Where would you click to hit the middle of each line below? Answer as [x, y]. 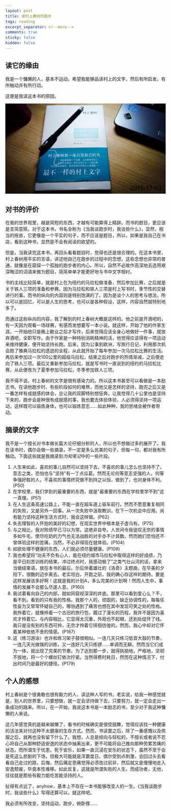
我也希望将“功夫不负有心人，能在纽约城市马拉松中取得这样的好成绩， [85, 555]
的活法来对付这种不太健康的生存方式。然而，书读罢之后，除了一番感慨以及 [83, 730]
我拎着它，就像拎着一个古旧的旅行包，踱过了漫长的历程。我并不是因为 [86, 612]
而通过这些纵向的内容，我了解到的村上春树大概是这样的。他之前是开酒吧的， [85, 319]
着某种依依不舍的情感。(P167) [44, 632]
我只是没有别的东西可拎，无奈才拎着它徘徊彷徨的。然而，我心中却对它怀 [88, 625]
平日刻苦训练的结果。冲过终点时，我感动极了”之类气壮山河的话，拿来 [89, 561]
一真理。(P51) [27, 498]
